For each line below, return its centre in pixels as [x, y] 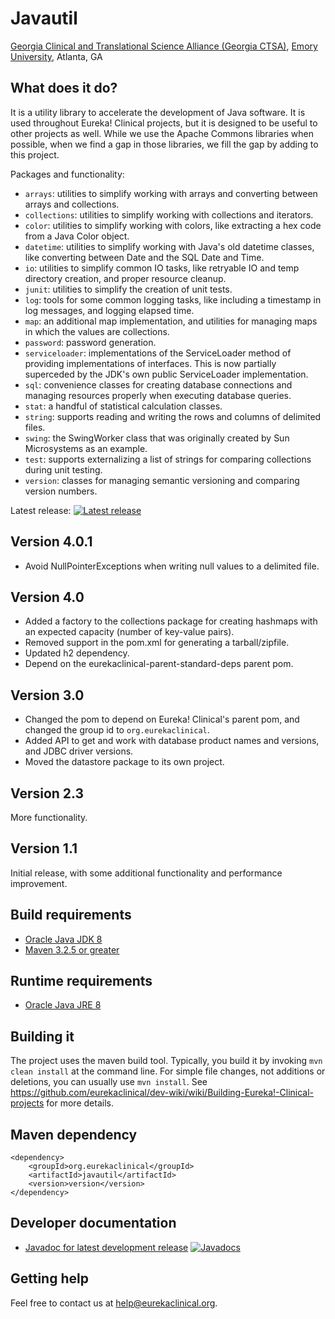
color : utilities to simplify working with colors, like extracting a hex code [173, 225]
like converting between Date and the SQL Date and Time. [144, 257]
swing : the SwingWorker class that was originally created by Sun [157, 438]
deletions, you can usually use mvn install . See [109, 1082]
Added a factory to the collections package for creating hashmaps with [171, 621]
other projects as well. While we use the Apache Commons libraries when [162, 133]
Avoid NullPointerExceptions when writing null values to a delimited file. [172, 566]
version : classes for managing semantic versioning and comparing [162, 480]
